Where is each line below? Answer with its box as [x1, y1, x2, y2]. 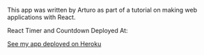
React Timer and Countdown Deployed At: [7, 27, 128, 34]
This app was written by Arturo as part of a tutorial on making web [7, 6, 198, 14]
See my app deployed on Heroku [7, 40, 102, 47]
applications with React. [7, 13, 76, 21]
